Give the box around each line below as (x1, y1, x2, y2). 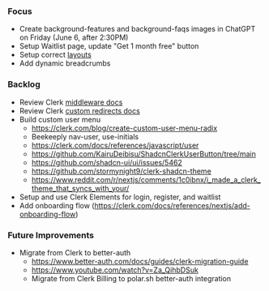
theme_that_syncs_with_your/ (31, 183, 130, 193)
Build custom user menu (19, 114, 101, 124)
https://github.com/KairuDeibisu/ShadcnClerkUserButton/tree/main (31, 148, 256, 159)
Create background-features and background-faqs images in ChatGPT (19, 24, 256, 34)
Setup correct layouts (19, 50, 92, 60)
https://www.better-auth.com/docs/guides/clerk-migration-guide (31, 256, 249, 266)
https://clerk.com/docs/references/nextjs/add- (94, 200, 250, 210)
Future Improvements (7, 229, 95, 241)
